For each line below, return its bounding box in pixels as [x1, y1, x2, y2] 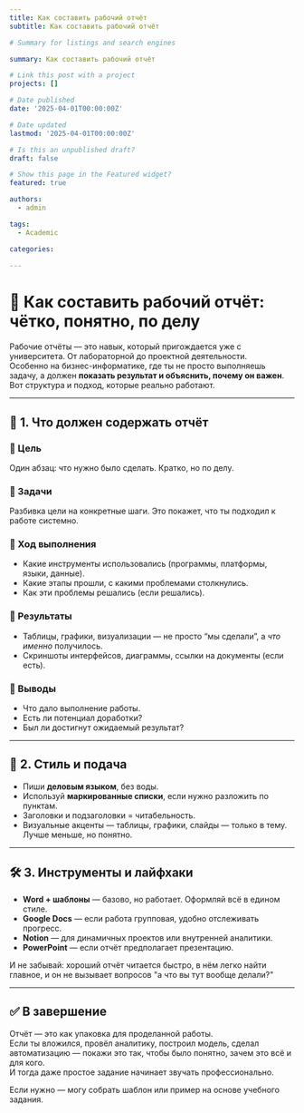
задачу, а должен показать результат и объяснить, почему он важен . [9, 370, 285, 381]
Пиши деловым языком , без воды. [22, 781, 159, 792]
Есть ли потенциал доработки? [22, 713, 143, 724]
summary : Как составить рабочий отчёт [9, 54, 156, 63]
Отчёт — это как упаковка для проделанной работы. [9, 1028, 214, 1039]
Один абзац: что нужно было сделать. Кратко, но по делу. [9, 462, 234, 473]
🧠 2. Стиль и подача [9, 757, 128, 772]
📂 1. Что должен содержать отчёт [9, 415, 209, 430]
